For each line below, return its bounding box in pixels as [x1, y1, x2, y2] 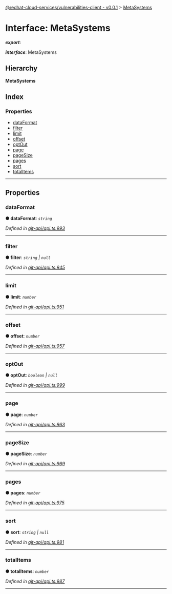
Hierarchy [5, 64, 38, 73]
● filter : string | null [5, 254, 51, 261]
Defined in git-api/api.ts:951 [5, 304, 64, 310]
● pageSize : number [5, 450, 48, 457]
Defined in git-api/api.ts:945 [5, 264, 66, 271]
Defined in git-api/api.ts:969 [5, 460, 66, 466]
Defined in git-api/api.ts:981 [5, 539, 64, 545]
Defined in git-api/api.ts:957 [5, 343, 65, 349]
